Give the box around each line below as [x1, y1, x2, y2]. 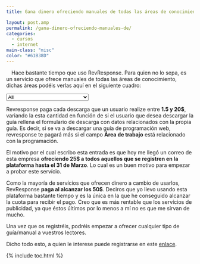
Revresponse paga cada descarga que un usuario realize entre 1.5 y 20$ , [6, 105, 186, 113]
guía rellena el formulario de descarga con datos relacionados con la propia [6, 118, 192, 125]
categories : [6, 30, 36, 36]
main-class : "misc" [6, 47, 55, 54]
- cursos [11, 36, 33, 42]
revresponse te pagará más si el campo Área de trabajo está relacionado [6, 131, 186, 138]
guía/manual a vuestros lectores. [6, 229, 86, 236]
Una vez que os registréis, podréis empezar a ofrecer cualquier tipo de [6, 222, 180, 229]
